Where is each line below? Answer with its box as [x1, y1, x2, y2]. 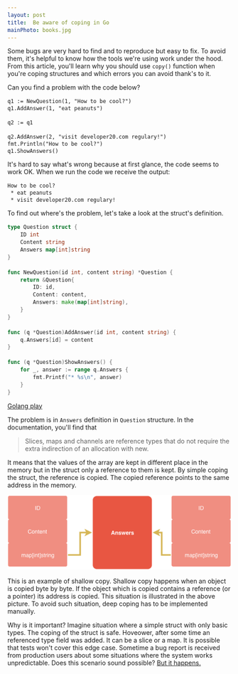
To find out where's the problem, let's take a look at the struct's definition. [7, 209, 224, 218]
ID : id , [33, 284, 55, 291]
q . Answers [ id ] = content [20, 336, 94, 343]
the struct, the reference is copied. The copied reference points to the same [7, 473, 229, 481]
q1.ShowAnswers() [7, 148, 59, 155]
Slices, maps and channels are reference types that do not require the [24, 437, 229, 445]
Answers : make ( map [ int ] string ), [33, 299, 129, 306]
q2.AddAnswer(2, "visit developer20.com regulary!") [7, 134, 167, 141]
